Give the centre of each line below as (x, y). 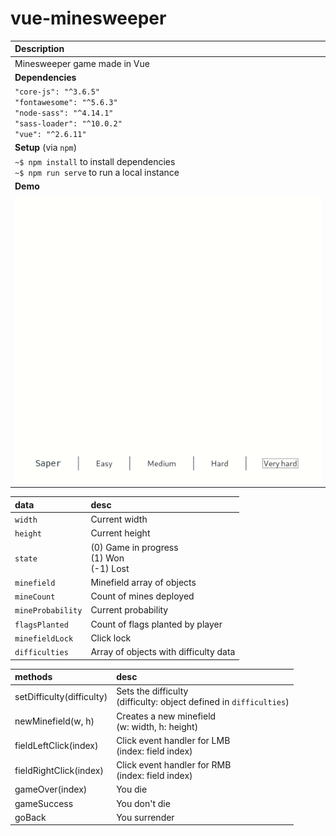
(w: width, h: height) (157, 726)
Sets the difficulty (152, 691)
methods (33, 677)
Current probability (129, 610)
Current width (119, 519)
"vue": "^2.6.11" (50, 135)
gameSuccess (44, 803)
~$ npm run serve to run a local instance (97, 172)
